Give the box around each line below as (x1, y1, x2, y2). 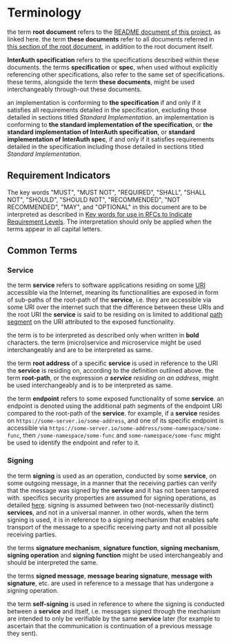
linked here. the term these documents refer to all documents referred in (7, 35, 215, 43)
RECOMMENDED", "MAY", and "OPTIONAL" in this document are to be (7, 202, 207, 211)
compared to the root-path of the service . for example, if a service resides (7, 409, 221, 418)
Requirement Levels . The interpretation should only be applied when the (7, 217, 212, 226)
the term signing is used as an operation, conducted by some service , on (7, 471, 217, 480)
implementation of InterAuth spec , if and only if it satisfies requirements (7, 135, 214, 143)
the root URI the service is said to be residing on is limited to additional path (7, 311, 223, 319)
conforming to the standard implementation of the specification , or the (7, 120, 213, 128)
